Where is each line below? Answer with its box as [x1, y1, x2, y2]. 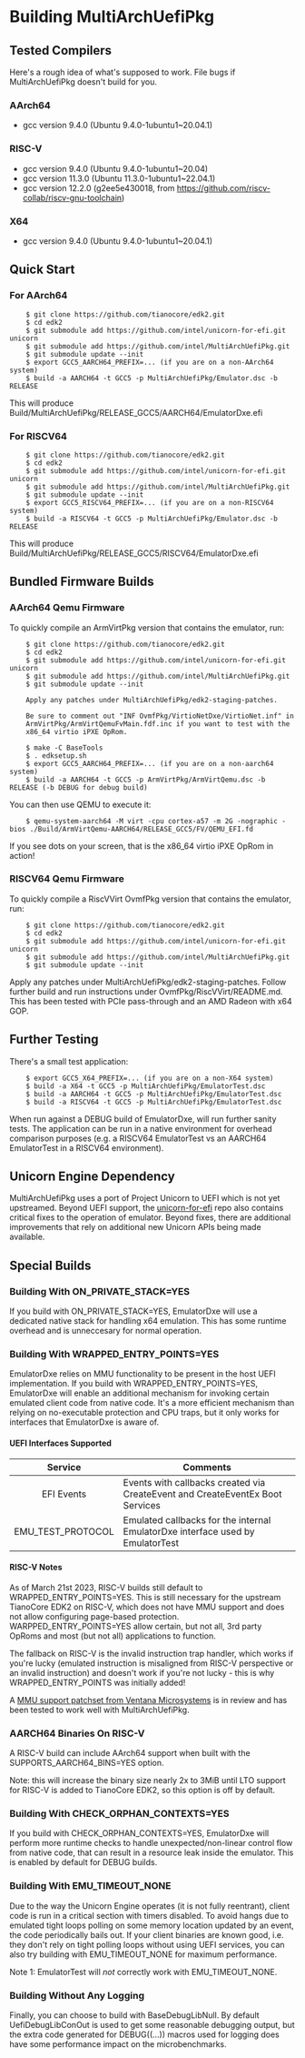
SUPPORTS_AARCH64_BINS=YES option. [9, 1758, 164, 1769]
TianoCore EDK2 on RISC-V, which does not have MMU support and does [9, 1601, 285, 1612]
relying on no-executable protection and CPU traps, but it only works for [9, 1407, 280, 1418]
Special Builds [9, 1257, 92, 1273]
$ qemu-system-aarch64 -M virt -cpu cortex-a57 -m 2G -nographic [25, 816, 279, 825]
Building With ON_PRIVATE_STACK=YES [9, 1285, 191, 1297]
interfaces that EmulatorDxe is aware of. [9, 1417, 160, 1427]
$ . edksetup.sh [25, 751, 88, 761]
